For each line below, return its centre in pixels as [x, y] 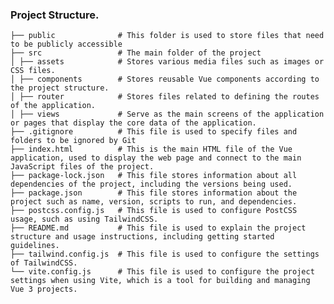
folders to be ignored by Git [73, 141]
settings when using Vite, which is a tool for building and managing [160, 281]
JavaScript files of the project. [82, 167]
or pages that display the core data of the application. [133, 123]
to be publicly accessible [66, 44]
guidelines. [35, 246]
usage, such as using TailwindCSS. [84, 219]
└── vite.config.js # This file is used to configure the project [162, 272]
